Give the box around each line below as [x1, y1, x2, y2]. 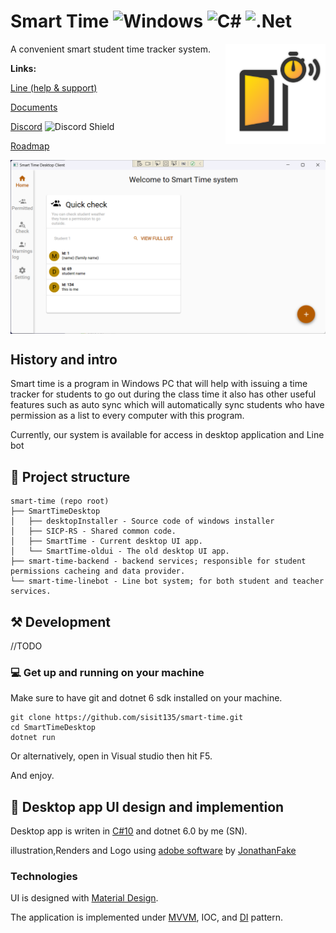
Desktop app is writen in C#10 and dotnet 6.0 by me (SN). [10, 825, 248, 837]
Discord [10, 120, 43, 132]
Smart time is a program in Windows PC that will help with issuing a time [10, 378, 308, 390]
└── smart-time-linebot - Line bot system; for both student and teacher [10, 576, 325, 587]
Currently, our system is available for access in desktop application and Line [10, 429, 325, 441]
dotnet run [10, 733, 56, 743]
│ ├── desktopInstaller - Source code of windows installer [10, 516, 275, 527]
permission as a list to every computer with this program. [10, 410, 245, 422]
